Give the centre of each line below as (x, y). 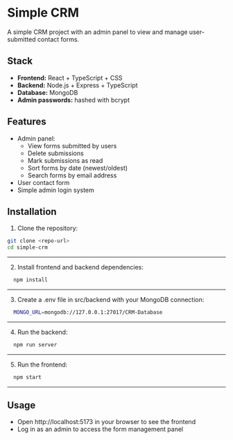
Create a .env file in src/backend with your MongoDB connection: (111, 300)
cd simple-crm (28, 247)
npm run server (35, 344)
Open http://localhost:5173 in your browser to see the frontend (106, 422)
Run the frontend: (42, 364)
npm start (27, 377)
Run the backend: (42, 332)
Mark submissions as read (65, 160)
